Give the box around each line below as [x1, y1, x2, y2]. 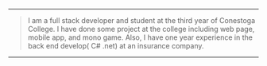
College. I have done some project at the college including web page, [27, 25, 255, 33]
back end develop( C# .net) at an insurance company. [27, 41, 204, 50]
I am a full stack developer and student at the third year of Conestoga [27, 16, 256, 25]
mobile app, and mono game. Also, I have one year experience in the [27, 33, 253, 42]
